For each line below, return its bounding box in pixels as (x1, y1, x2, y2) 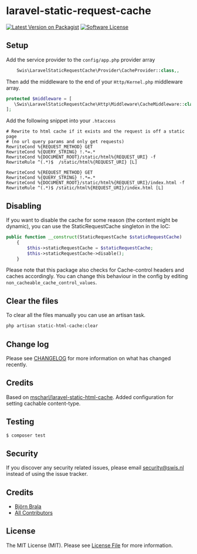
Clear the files (6, 296, 59, 306)
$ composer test (6, 433, 46, 438)
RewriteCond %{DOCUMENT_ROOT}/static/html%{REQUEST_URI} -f (6, 154, 157, 160)
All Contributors (14, 509, 53, 516)
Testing (6, 417, 35, 427)
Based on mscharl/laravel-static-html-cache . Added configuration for (6, 393, 174, 400)
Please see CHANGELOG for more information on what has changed (6, 354, 171, 362)
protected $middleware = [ (6, 96, 72, 102)
